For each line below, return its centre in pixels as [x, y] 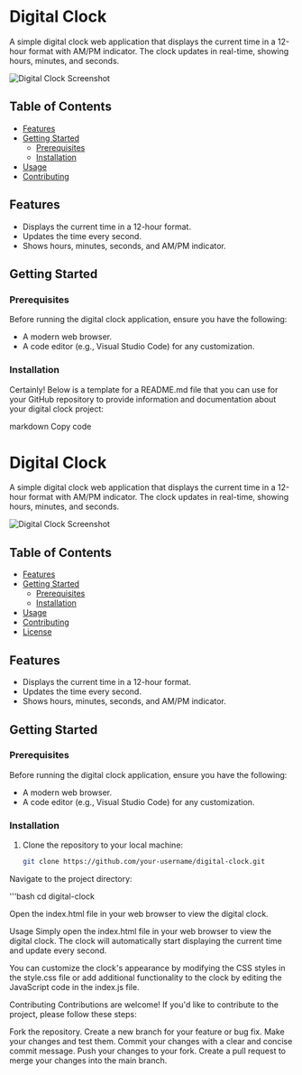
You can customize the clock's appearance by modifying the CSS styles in [147, 968]
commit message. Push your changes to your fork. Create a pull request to [148, 1051]
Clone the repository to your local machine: [102, 845]
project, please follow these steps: [73, 1014]
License [37, 632]
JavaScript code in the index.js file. [74, 987]
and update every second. [58, 950]
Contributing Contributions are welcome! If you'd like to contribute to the [144, 1005]
